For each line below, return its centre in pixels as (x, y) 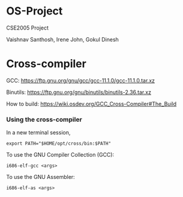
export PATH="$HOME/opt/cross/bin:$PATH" (59, 144)
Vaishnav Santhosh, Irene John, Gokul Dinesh (62, 39)
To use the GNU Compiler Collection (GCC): (60, 155)
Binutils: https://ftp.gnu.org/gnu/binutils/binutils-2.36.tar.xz (79, 92)
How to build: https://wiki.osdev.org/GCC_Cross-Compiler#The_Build (91, 104)
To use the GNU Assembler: (40, 177)
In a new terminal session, (38, 133)
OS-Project (34, 11)
